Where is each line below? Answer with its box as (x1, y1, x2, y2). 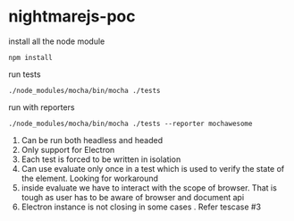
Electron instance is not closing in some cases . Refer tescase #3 (21, 201, 261, 212)
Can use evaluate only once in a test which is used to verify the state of (21, 163, 285, 174)
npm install (8, 53, 53, 62)
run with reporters (8, 101, 75, 113)
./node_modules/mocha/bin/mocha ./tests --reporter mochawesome (8, 119, 253, 128)
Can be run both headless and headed (21, 134, 163, 145)
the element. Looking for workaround (21, 173, 158, 183)
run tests (8, 69, 41, 80)
